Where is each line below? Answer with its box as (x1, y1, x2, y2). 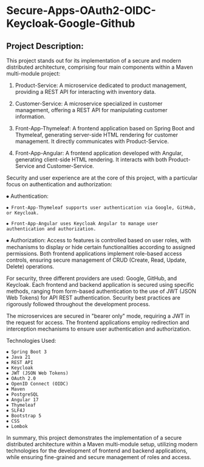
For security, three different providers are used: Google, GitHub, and (6, 275, 177, 282)
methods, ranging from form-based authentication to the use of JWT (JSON (6, 287, 196, 295)
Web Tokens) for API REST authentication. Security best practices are (6, 294, 181, 301)
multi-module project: (6, 70, 61, 77)
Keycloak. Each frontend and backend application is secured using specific (6, 281, 194, 288)
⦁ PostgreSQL (6, 392, 39, 398)
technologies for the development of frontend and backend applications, (6, 447, 188, 454)
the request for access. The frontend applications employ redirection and (6, 319, 189, 326)
